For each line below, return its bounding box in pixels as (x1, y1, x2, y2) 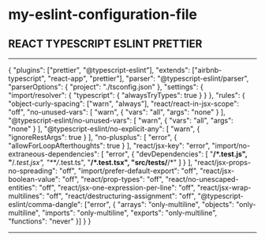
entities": (8, 183, 38, 192)
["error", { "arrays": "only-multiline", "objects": (84, 200, 235, 209)
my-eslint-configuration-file (8, 6, 197, 24)
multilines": (8, 191, 45, 201)
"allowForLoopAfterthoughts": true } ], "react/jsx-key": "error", (8, 141, 211, 150)
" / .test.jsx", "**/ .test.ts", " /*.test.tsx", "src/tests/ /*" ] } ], (8, 158, 193, 167)
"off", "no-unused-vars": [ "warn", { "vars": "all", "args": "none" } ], (8, 107, 226, 116)
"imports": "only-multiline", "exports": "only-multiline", (42, 208, 218, 217)
